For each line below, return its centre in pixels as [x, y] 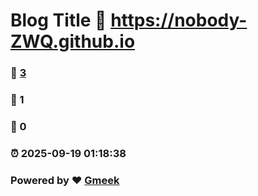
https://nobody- [179, 20]
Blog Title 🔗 [58, 20]
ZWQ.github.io [73, 41]
